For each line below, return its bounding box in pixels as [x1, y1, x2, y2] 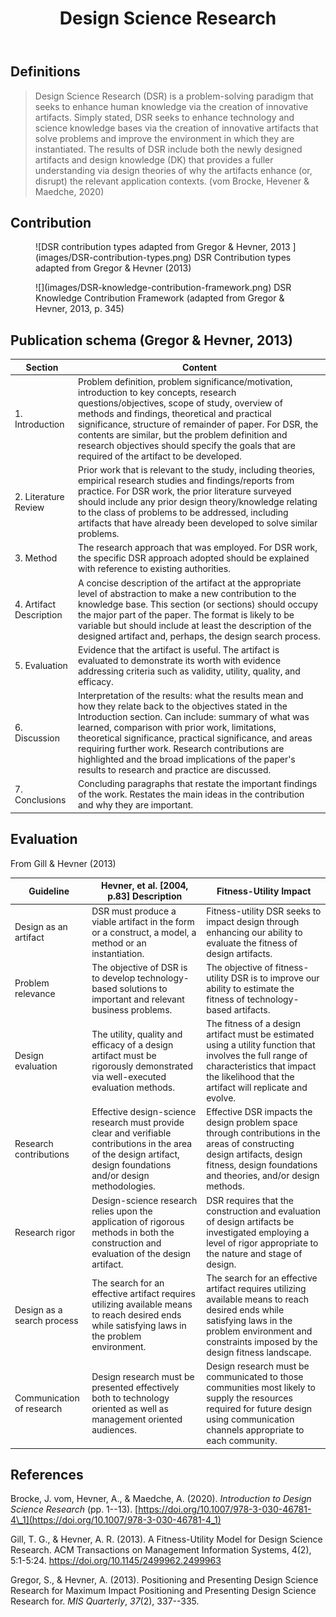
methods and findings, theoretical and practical [77, 407, 272, 419]
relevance [14, 988, 56, 1000]
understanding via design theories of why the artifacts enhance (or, [34, 164, 313, 176]
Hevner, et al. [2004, [101, 880, 189, 892]
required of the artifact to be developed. [77, 450, 242, 462]
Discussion [14, 732, 60, 744]
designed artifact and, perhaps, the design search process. [77, 630, 321, 642]
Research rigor [14, 1226, 76, 1238]
